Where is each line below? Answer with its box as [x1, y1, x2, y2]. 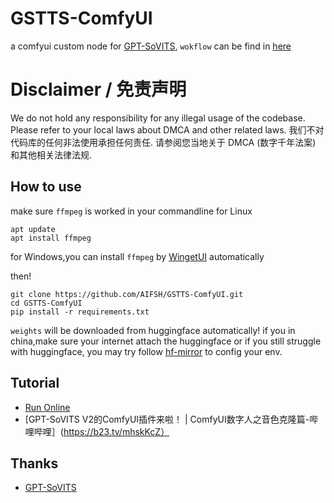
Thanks [10, 455, 59, 472]
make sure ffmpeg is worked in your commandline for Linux [10, 205, 253, 217]
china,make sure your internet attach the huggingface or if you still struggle [10, 335, 322, 347]
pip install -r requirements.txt [10, 307, 150, 317]
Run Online [24, 401, 71, 413]
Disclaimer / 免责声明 [10, 78, 187, 101]
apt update [10, 224, 56, 234]
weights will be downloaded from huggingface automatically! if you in [10, 324, 296, 336]
